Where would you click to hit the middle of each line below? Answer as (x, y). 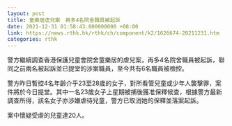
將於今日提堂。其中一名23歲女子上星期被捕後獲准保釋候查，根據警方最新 (118, 92)
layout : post (26, 13)
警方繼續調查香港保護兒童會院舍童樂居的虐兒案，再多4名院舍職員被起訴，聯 (116, 60)
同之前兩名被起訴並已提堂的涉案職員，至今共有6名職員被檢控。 (98, 69)
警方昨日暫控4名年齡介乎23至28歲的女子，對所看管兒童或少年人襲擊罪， (111, 83)
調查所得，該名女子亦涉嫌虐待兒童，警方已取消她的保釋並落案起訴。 (105, 100)
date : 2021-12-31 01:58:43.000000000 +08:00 (73, 26)
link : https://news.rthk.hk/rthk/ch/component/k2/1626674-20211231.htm (113, 33)
